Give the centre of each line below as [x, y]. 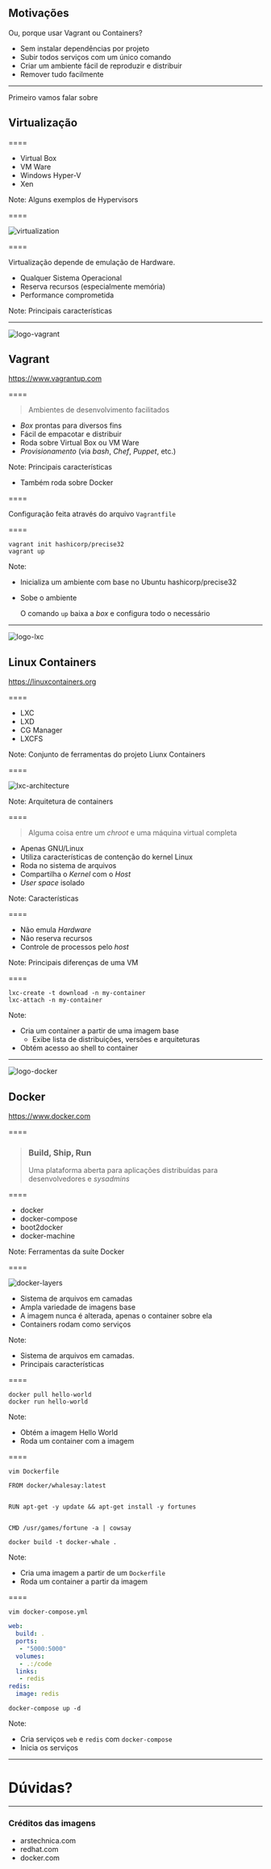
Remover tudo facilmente [62, 74]
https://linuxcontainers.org [52, 681]
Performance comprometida [67, 295]
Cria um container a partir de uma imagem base [99, 1031]
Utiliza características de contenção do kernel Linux [106, 857]
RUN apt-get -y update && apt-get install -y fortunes [102, 1507]
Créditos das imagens [52, 1823]
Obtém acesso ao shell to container [79, 1048]
